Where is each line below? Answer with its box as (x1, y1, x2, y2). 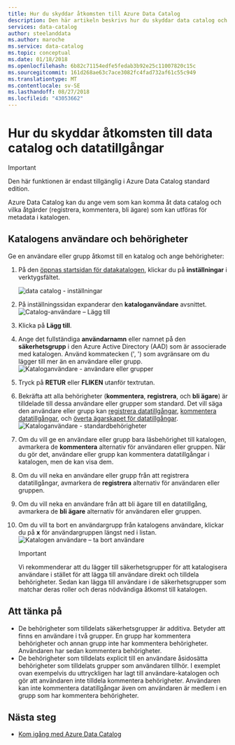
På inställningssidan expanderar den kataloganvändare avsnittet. (17, 300, 207, 309)
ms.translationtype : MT (8, 75, 78, 83)
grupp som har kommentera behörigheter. (17, 691, 139, 699)
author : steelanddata (8, 29, 71, 37)
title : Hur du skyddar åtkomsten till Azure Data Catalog (8, 10, 180, 18)
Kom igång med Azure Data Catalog (17, 730, 122, 739)
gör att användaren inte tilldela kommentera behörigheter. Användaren (17, 676, 221, 685)
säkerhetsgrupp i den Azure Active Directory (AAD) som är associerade (17, 342, 227, 351)
